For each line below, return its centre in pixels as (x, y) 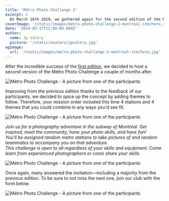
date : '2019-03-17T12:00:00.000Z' (41, 29)
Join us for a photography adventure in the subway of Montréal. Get (76, 127)
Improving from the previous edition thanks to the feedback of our (74, 91)
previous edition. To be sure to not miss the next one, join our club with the (82, 178)
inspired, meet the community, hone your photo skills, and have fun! (76, 132)
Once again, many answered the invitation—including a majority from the (81, 173)
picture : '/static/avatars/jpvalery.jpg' (54, 43)
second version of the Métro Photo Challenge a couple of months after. (79, 71)
